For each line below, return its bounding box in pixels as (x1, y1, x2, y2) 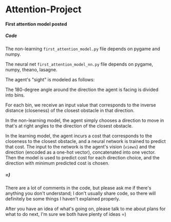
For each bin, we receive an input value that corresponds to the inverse (5, 102, 156, 108)
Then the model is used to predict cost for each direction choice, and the (5, 154, 160, 160)
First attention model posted (5, 21, 67, 27)
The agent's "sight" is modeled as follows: (5, 76, 95, 83)
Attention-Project (5, 4, 82, 15)
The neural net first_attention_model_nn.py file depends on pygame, (5, 61, 153, 67)
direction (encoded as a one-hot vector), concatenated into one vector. (5, 149, 156, 155)
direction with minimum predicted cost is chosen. (5, 160, 109, 166)
